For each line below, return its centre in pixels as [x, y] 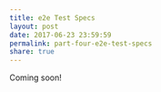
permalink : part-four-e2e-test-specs [81, 43]
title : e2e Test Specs [52, 18]
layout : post [34, 26]
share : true [32, 52]
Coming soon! [35, 77]
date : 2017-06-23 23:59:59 [60, 35]
